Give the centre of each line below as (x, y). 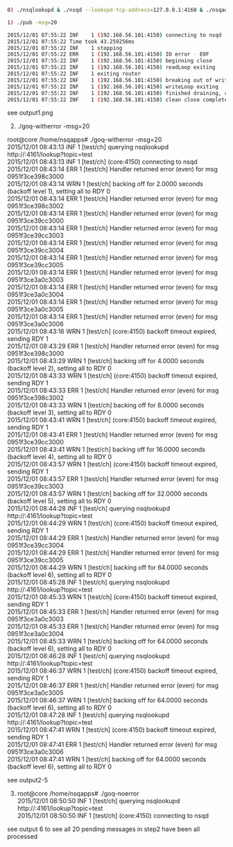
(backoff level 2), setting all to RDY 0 (60, 369)
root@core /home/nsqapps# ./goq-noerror (78, 794)
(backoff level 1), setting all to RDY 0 (59, 192)
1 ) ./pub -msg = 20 (32, 22)
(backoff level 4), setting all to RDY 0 (60, 457)
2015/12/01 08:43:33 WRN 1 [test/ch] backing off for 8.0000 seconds (106, 405)
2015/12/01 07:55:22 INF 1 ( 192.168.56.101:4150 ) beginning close (110, 61)
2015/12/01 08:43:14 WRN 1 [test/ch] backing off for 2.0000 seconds (105, 184)
